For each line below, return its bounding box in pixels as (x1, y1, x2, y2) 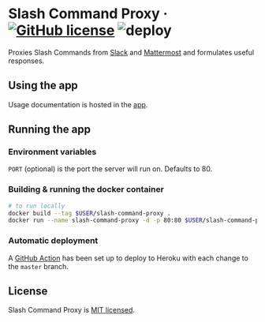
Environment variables (8, 147, 97, 158)
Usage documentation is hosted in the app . (8, 99, 148, 109)
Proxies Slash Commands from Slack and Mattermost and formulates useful (8, 47, 255, 57)
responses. (8, 56, 45, 66)
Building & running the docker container (8, 184, 164, 195)
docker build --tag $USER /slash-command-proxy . (8, 209, 171, 217)
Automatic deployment (8, 235, 99, 246)
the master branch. (8, 261, 69, 271)
